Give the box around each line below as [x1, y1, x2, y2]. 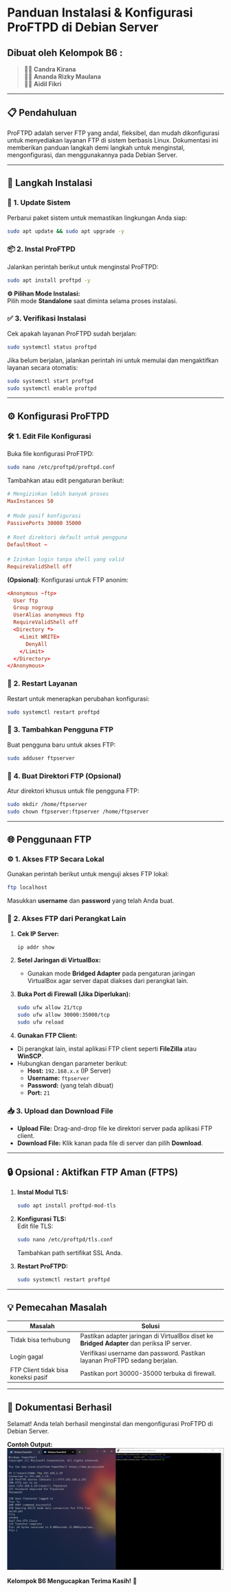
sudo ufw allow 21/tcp [16, 1004, 82, 1011]
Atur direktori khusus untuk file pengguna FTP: [7, 787, 140, 795]
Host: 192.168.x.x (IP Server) [27, 1066, 111, 1075]
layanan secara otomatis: [7, 363, 78, 371]
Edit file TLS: [16, 1222, 54, 1230]
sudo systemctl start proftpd [7, 378, 94, 384]
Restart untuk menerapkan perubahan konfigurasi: [7, 694, 150, 703]
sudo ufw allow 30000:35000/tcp [16, 1011, 110, 1019]
